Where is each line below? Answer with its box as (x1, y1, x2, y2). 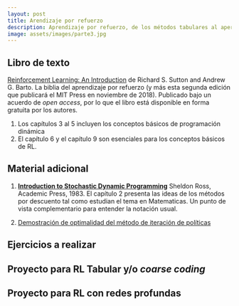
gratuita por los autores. (7, 106, 78, 115)
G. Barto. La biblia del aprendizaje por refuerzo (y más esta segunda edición (7, 83, 231, 92)
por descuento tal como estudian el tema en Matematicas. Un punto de (17, 196, 226, 205)
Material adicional (7, 163, 89, 175)
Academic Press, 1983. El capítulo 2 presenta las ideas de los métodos (17, 189, 225, 198)
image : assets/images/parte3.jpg (7, 30, 107, 38)
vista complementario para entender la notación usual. (17, 204, 178, 213)
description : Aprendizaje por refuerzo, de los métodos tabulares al (7, 23, 218, 31)
